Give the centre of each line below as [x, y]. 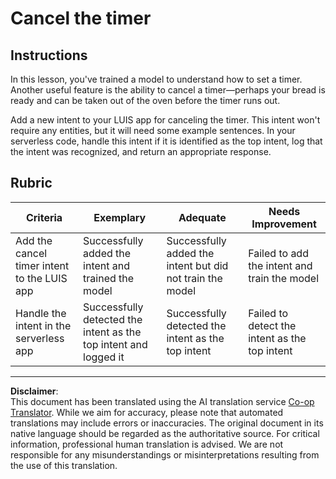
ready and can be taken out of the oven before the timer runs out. [145, 100]
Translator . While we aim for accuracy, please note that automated [147, 412]
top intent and [115, 344]
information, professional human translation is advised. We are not [147, 444]
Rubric [31, 183]
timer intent [42, 265]
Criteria [44, 217]
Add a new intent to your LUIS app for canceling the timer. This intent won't [165, 120]
